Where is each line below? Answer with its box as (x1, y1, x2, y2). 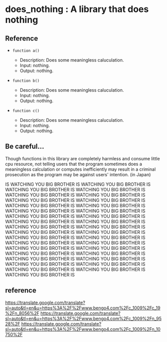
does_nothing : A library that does (5, 4, 149, 15)
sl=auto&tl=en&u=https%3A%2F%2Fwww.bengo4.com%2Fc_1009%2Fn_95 (5, 315, 162, 321)
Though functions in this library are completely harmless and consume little (5, 155, 161, 161)
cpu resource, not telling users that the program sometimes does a (5, 161, 142, 167)
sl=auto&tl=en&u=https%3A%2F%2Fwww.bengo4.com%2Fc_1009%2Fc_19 (5, 304, 161, 311)
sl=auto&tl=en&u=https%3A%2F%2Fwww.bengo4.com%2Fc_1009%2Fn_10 (5, 326, 161, 332)
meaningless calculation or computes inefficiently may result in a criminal (5, 166, 156, 172)
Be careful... (5, 142, 44, 151)
